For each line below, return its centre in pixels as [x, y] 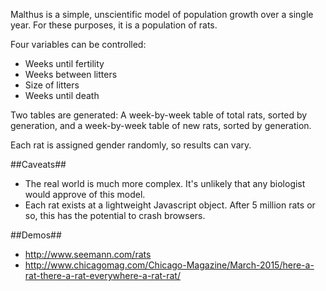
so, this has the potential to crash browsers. [115, 215]
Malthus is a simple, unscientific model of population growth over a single [162, 14]
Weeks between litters [71, 74]
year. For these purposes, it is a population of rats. [114, 25]
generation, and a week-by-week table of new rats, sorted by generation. [161, 125]
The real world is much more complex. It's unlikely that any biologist [165, 183]
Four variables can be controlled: [78, 44]
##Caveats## [38, 164]
